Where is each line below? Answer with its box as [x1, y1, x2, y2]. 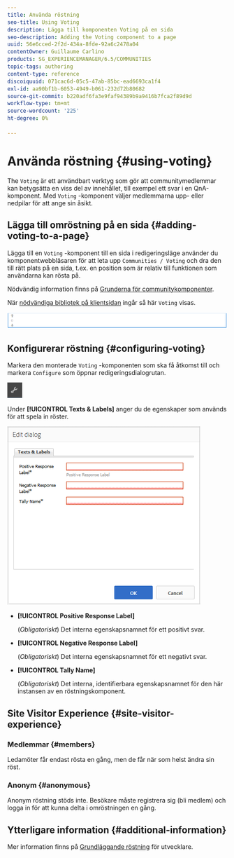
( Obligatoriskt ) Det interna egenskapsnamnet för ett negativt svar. [17, 653, 207, 661]
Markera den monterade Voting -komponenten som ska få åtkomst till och [7, 361, 220, 369]
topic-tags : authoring [7, 63, 73, 70]
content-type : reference [7, 70, 80, 77]
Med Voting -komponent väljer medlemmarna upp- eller [43, 191, 204, 200]
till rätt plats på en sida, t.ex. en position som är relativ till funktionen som [7, 264, 217, 272]
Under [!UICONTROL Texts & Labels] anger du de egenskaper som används [7, 405, 227, 414]
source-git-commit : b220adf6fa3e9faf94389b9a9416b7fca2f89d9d [7, 93, 192, 100]
